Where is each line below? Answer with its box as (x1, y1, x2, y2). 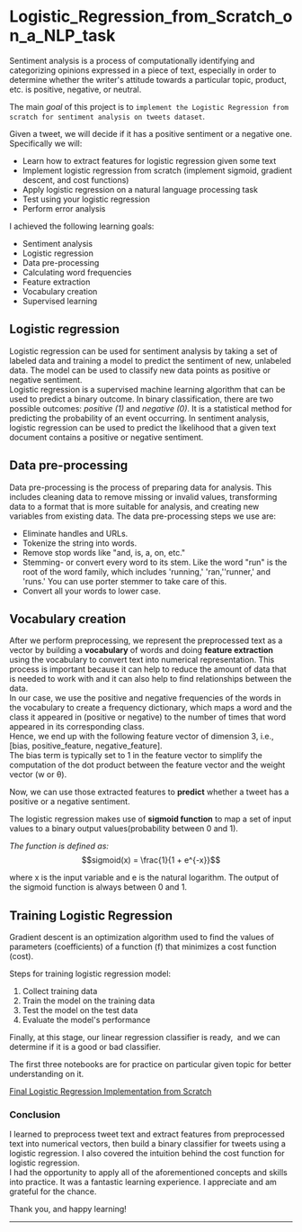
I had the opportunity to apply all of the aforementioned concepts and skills (9, 1167, 288, 1178)
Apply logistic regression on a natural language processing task (22, 184, 259, 195)
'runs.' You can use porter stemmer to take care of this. (22, 575, 227, 586)
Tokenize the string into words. (22, 538, 138, 548)
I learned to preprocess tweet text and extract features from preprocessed (9, 1128, 285, 1140)
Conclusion (9, 1109, 61, 1121)
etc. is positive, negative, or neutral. (9, 84, 142, 95)
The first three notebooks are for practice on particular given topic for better (9, 1059, 292, 1070)
